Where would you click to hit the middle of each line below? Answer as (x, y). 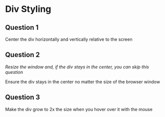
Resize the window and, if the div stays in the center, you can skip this (77, 67)
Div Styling (28, 9)
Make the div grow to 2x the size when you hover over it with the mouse (79, 109)
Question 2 (23, 55)
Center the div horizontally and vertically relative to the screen (69, 39)
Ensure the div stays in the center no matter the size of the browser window (83, 82)
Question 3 (23, 97)
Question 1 (22, 28)
